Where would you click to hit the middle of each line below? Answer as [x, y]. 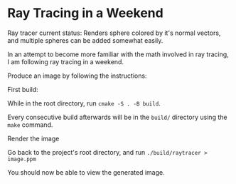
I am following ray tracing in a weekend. [66, 61]
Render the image [33, 138]
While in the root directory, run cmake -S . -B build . [84, 103]
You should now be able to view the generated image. [86, 172]
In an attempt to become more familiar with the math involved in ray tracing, [118, 54]
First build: [23, 89]
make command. [30, 124]
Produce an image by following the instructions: [77, 76]
